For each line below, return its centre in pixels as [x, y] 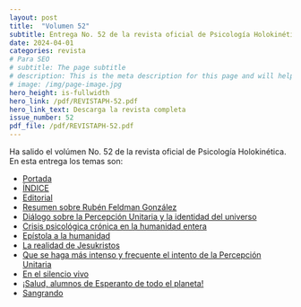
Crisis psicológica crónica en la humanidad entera [115, 226]
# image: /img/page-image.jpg [66, 84]
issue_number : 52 [42, 118]
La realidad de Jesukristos [71, 245]
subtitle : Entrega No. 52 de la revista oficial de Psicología [130, 34]
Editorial [38, 197]
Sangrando [43, 293]
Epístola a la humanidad [66, 236]
